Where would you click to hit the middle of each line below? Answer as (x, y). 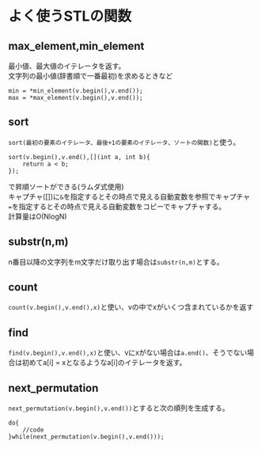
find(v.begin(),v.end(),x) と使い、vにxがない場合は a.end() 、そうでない (128, 352)
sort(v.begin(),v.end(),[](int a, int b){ (79, 157)
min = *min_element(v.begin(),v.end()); (76, 91)
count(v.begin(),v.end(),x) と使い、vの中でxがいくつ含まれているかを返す (131, 307)
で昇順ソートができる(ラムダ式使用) (66, 186)
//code (33, 430)
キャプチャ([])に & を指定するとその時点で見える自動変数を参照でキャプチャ (129, 196)
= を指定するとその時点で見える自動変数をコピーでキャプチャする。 (117, 206)
